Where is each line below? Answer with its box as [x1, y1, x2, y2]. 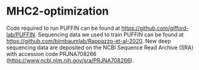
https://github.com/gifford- [121, 24, 189, 32]
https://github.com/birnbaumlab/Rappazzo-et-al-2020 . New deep [6, 37, 172, 44]
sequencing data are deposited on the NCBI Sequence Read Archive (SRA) [6, 44, 194, 51]
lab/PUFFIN [6, 30, 35, 38]
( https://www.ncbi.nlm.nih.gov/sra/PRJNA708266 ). [6, 57, 134, 64]
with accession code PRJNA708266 [6, 50, 97, 57]
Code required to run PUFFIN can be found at [6, 24, 120, 32]
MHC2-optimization [6, 4, 109, 18]
